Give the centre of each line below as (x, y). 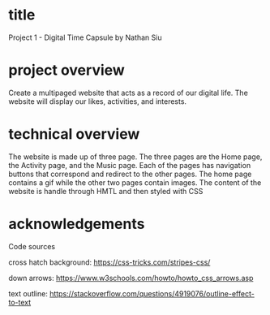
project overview (67, 70)
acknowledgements (77, 224)
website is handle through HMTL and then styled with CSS (106, 191)
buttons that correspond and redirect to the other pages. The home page (130, 174)
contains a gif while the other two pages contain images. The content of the (135, 182)
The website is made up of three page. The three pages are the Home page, (135, 157)
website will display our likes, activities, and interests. (98, 101)
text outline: (28, 293)
